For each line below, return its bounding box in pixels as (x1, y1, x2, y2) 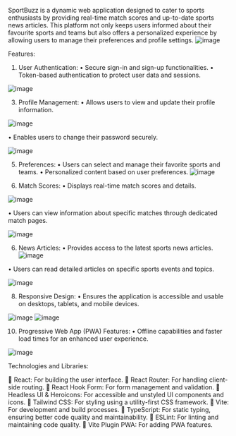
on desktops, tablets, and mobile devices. (18, 300, 139, 308)
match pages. (8, 217, 48, 224)
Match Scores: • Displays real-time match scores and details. (18, 181, 197, 190)
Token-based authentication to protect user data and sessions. (18, 71, 201, 79)
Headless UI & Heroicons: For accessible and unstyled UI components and (8, 391, 224, 399)
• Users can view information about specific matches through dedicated (8, 209, 218, 217)
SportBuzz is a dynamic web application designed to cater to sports (8, 6, 205, 14)
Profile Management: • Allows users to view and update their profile (18, 98, 216, 107)
